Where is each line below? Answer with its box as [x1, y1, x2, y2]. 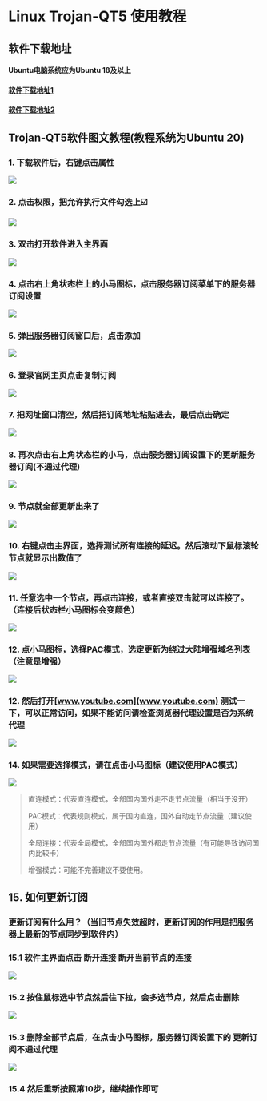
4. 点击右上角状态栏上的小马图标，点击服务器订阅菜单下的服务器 [8, 278, 256, 289]
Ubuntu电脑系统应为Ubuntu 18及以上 [8, 66, 132, 75]
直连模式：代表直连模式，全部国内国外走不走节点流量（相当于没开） [27, 794, 253, 803]
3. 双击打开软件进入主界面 [8, 239, 109, 250]
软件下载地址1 [8, 85, 54, 94]
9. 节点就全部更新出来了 [8, 501, 100, 512]
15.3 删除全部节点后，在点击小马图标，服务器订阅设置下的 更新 [8, 1031, 249, 1043]
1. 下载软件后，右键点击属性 [8, 157, 115, 168]
